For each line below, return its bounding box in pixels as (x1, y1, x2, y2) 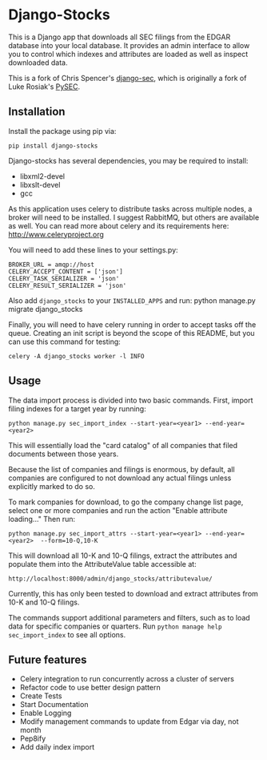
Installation (8, 105, 66, 119)
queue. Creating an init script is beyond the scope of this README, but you (8, 328, 255, 338)
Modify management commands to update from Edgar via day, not (19, 717, 239, 726)
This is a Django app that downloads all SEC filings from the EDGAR (8, 32, 231, 42)
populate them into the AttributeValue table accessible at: (8, 559, 197, 568)
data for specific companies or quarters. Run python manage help (8, 621, 222, 631)
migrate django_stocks (8, 304, 83, 313)
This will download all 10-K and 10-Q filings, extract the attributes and (8, 551, 237, 560)
